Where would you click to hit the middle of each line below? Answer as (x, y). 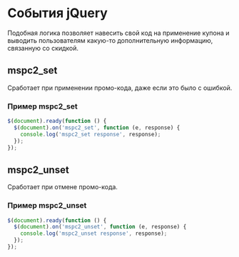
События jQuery (58, 13)
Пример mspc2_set (42, 106)
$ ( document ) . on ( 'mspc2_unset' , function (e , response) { (100, 227)
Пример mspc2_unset (47, 206)
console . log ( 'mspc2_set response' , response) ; (91, 134)
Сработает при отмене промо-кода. (62, 187)
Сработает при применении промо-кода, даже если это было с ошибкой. (120, 88)
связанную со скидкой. (43, 48)
